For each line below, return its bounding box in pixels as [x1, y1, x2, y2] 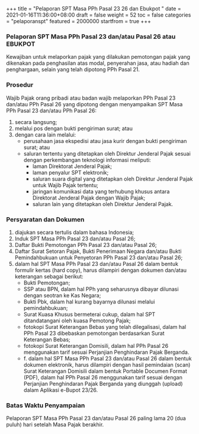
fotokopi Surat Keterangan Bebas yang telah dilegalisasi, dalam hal [23, 323, 187, 330]
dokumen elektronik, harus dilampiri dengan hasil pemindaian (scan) [23, 361, 191, 368]
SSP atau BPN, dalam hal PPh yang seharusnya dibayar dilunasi [23, 285, 179, 293]
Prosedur [6, 81, 34, 89]
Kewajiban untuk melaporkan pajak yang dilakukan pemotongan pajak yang [6, 53, 191, 61]
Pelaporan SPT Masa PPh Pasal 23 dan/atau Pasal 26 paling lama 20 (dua [6, 415, 187, 422]
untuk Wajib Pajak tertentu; [32, 181, 99, 189]
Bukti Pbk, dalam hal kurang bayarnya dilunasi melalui [23, 298, 155, 305]
